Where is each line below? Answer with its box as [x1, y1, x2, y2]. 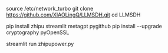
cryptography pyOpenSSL [6, 29, 70, 36]
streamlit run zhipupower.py [6, 41, 74, 47]
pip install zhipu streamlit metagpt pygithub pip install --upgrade [6, 23, 162, 29]
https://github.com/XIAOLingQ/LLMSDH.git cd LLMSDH [6, 11, 141, 18]
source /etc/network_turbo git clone [6, 5, 94, 12]
